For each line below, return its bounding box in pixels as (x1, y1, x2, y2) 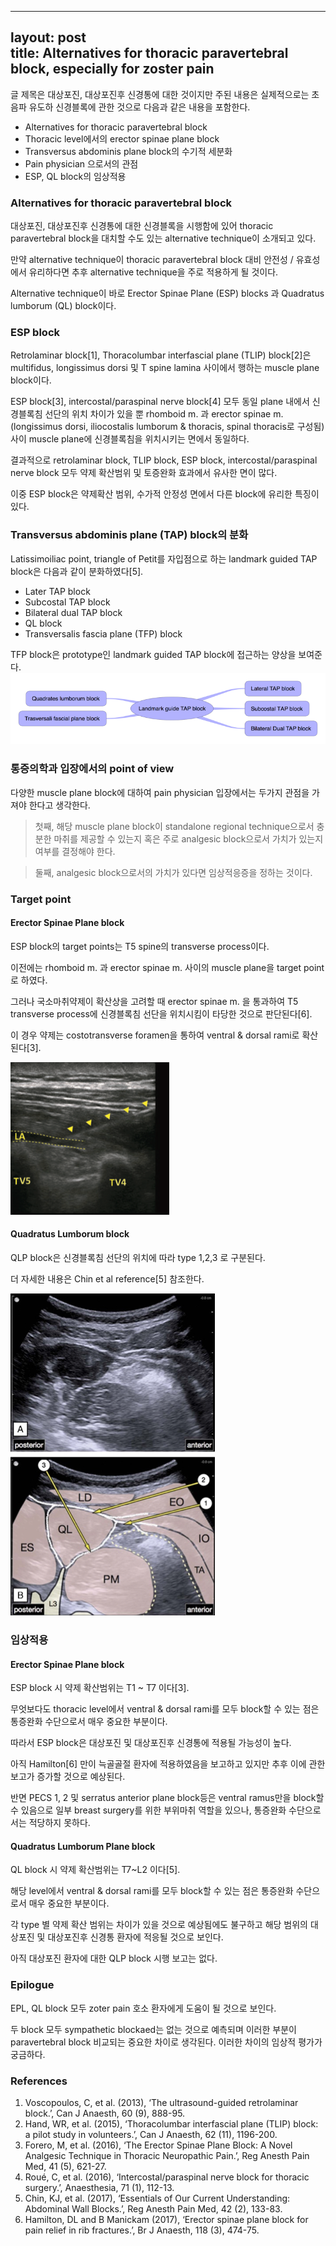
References (10, 2074, 68, 2088)
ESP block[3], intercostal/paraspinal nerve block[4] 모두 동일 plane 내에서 (10, 396, 310, 408)
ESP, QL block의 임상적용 (24, 170, 127, 182)
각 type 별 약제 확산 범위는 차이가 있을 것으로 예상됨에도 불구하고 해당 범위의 (10, 1919, 308, 1931)
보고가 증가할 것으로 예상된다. (10, 1771, 126, 1783)
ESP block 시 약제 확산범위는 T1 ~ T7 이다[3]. (10, 1682, 190, 1694)
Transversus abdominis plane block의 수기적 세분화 (24, 145, 233, 157)
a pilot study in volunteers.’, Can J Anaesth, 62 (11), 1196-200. (24, 2128, 278, 2140)
